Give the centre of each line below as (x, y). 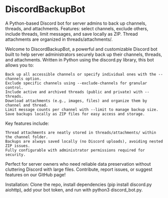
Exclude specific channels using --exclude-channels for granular (76, 83)
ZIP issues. (18, 146)
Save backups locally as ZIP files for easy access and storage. (75, 114)
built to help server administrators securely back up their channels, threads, (84, 54)
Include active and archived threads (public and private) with (74, 92)
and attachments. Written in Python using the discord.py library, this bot (80, 59)
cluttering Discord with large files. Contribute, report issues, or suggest (79, 169)
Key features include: (27, 123)
